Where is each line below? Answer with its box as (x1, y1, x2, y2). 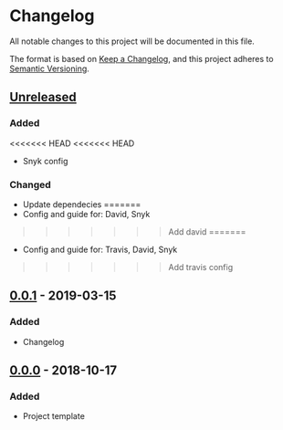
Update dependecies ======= (22, 198, 141, 210)
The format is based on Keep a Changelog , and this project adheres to (9, 53, 274, 64)
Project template (22, 411, 85, 422)
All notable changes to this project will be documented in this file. (9, 36, 256, 47)
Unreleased (9, 89, 78, 105)
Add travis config (168, 261, 234, 272)
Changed (9, 178, 52, 191)
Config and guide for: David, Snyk (22, 208, 151, 219)
